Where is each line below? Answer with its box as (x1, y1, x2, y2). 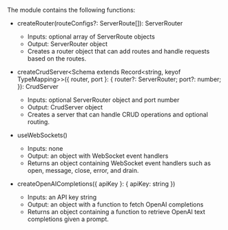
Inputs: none (27, 145, 63, 152)
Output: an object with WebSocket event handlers (27, 151, 169, 160)
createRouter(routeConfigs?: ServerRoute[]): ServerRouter (17, 19, 183, 27)
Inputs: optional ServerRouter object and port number (27, 96, 180, 104)
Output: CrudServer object (27, 103, 103, 111)
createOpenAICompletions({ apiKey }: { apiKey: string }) (17, 180, 176, 188)
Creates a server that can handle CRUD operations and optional (27, 110, 209, 118)
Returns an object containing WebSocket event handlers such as (27, 159, 211, 167)
